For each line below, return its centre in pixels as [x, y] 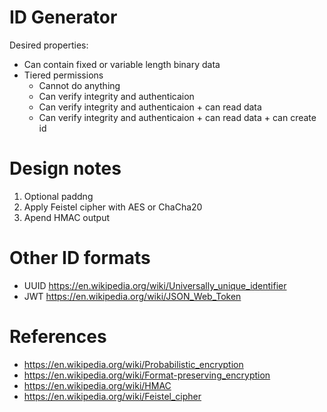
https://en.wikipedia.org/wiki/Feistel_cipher [112, 396]
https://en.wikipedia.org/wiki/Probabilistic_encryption [133, 364]
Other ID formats [80, 258]
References [58, 337]
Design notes [65, 168]
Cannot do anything [79, 85]
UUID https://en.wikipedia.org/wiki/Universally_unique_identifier [155, 285]
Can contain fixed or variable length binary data [122, 64]
